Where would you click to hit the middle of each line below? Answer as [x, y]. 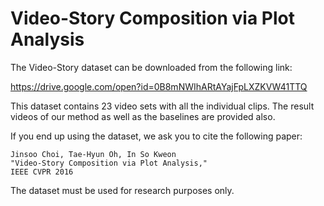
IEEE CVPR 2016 [42, 172]
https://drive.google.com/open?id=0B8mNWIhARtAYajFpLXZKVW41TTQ [159, 86]
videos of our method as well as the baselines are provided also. [143, 116]
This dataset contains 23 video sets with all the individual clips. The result [162, 106]
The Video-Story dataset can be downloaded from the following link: [151, 67]
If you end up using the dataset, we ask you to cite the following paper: [156, 136]
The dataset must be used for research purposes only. [122, 190]
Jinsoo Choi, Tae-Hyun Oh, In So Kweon [93, 154]
